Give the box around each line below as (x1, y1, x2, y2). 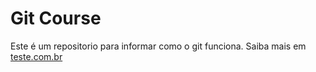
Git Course (10, 7, 102, 30)
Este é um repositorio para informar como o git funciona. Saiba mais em (10, 40, 307, 52)
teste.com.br (10, 50, 63, 62)
